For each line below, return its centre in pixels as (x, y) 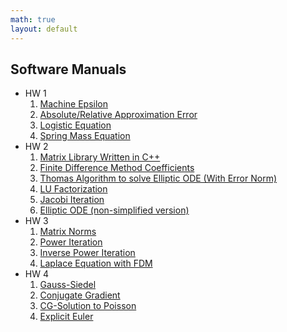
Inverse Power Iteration (87, 253)
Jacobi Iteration (72, 200)
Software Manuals (68, 69)
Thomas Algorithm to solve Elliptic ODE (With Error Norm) (158, 178)
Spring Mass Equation (85, 136)
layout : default (44, 29)
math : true (33, 19)
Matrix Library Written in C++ (100, 157)
